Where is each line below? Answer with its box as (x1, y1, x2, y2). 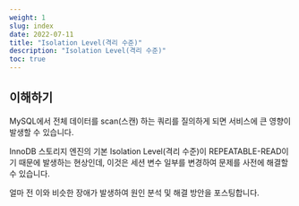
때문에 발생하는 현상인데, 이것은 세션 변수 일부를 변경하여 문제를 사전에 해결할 (18, 157, 289, 167)
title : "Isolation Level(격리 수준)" (9, 38, 143, 47)
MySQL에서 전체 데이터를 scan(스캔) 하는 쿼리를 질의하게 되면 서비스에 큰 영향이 (9, 116, 291, 126)
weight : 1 (9, 13, 47, 22)
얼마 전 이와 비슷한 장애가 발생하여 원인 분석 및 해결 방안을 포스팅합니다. (9, 187, 260, 198)
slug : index (9, 21, 54, 30)
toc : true (9, 55, 47, 64)
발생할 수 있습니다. (9, 126, 74, 137)
